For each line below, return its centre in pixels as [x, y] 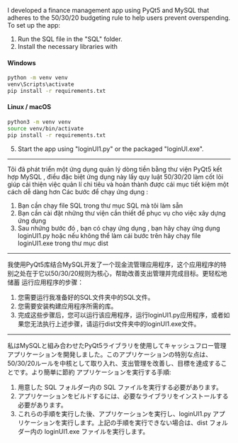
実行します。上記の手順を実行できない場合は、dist [135, 422]
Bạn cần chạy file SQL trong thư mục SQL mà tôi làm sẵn [100, 206]
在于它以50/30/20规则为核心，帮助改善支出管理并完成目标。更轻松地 [127, 273]
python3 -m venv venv [39, 122]
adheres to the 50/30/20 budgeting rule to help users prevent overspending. [119, 18]
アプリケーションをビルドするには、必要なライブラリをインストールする [123, 396]
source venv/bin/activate [45, 128]
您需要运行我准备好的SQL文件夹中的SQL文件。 [86, 297]
